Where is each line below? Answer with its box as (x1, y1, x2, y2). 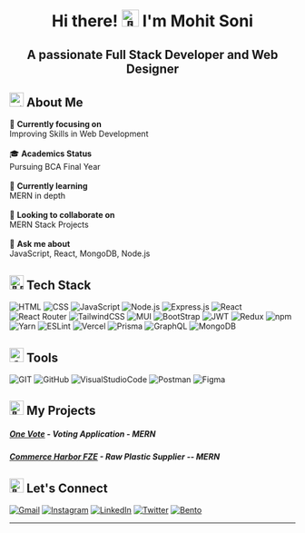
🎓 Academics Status (9, 148, 93, 159)
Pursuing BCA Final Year (9, 162, 102, 173)
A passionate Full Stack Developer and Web (26, 46, 279, 63)
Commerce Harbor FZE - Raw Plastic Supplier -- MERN (9, 451, 221, 462)
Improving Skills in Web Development (9, 128, 149, 140)
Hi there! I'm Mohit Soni (51, 11, 254, 32)
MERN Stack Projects (9, 219, 89, 231)
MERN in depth (9, 191, 66, 202)
